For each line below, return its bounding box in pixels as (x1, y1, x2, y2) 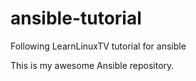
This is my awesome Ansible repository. (10, 59, 175, 71)
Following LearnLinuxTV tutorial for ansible (10, 40, 187, 52)
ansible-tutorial (10, 7, 142, 30)
